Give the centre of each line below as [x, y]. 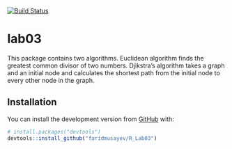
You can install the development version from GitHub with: [91, 119]
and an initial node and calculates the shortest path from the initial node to [114, 72]
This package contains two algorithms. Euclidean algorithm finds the [106, 58]
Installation [32, 102]
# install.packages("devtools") [54, 132]
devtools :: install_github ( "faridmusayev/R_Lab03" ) [82, 138]
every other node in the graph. [51, 80]
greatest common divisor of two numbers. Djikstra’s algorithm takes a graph [116, 65]
